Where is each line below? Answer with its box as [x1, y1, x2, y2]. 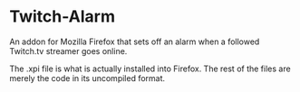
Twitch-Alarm [9, 6, 116, 27]
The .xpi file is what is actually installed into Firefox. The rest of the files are [9, 63, 292, 74]
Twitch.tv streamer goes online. [9, 45, 128, 56]
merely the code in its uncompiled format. [9, 72, 166, 83]
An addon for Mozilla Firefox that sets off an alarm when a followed [9, 36, 260, 47]
